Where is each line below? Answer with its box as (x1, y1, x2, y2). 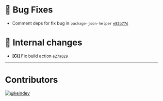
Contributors (5, 75, 58, 86)
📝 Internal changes (5, 37, 82, 48)
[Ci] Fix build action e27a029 (12, 53, 68, 59)
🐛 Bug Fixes (5, 4, 53, 15)
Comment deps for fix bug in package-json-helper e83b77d (12, 20, 129, 26)
